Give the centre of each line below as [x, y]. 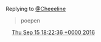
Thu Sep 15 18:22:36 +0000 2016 [53, 32]
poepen [30, 20]
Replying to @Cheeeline [36, 9]
